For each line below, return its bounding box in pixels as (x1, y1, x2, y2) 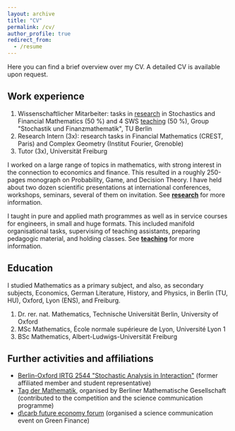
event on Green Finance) (17, 416, 90, 425)
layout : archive (7, 10, 55, 18)
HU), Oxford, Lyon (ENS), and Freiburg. (7, 296, 121, 305)
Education (7, 262, 54, 274)
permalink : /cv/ (7, 23, 55, 30)
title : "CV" (7, 17, 42, 24)
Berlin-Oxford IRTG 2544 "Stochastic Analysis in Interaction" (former (17, 372, 219, 380)
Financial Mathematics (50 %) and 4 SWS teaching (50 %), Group (17, 117, 210, 125)
